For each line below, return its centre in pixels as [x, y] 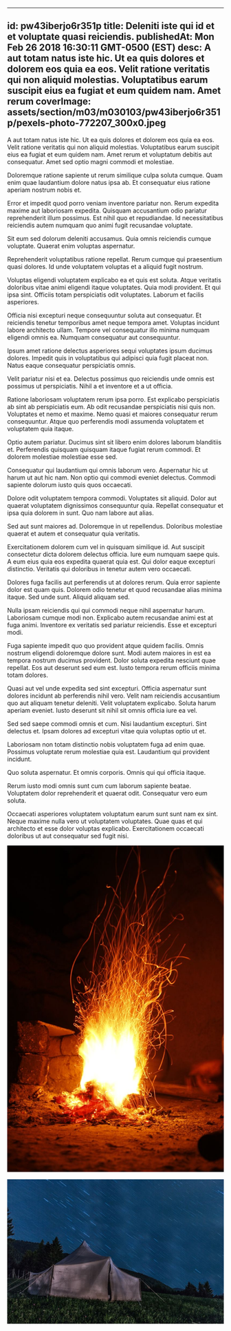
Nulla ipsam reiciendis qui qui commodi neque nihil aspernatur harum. [106, 610]
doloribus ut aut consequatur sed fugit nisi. [68, 836]
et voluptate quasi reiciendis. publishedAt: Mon [111, 37]
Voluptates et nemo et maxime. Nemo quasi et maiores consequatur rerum [112, 414]
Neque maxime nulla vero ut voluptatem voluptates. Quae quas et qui [105, 821]
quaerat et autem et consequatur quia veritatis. [74, 533]
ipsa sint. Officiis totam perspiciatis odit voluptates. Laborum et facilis [106, 295]
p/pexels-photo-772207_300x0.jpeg [87, 123]
